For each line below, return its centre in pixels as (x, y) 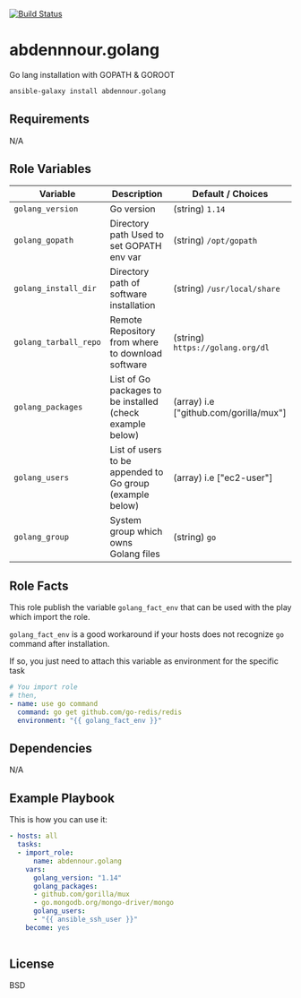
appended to (137, 472)
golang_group (42, 537)
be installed (134, 401)
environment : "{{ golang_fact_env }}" (90, 720)
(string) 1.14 (199, 209)
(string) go (195, 538)
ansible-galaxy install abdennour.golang (88, 91)
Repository (133, 331)
